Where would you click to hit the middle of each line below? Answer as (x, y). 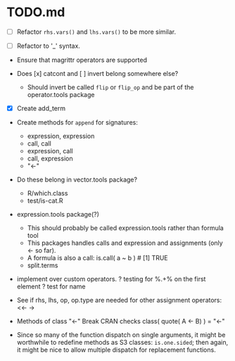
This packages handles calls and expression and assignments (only (125, 243)
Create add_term (41, 108)
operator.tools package (61, 95)
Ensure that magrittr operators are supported (82, 60)
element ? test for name (51, 286)
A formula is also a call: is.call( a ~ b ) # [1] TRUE (97, 258)
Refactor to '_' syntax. (48, 46)
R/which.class (47, 194)
